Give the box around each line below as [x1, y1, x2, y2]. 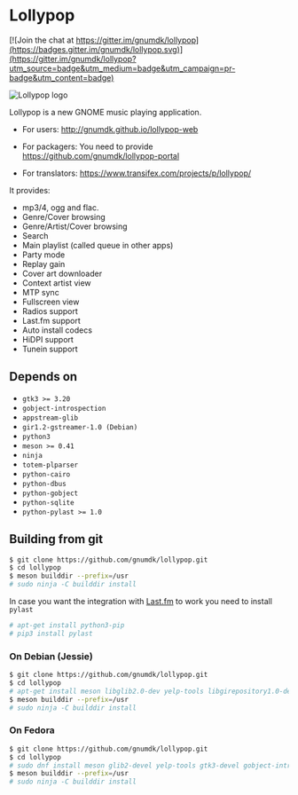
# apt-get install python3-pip [9, 621, 125, 630]
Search [21, 230, 49, 240]
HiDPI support [21, 334, 74, 344]
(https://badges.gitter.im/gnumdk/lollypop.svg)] [9, 43, 184, 54]
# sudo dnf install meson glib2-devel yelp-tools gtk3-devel [9, 760, 240, 770]
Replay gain [21, 258, 66, 269]
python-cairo [21, 469, 71, 479]
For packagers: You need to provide [21, 141, 153, 152]
